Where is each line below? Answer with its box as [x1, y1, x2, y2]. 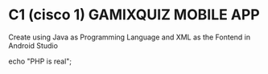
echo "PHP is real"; [8, 56, 72, 66]
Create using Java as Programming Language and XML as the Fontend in [8, 32, 251, 42]
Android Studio [8, 40, 59, 50]
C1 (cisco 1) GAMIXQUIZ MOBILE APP [8, 6, 260, 24]
